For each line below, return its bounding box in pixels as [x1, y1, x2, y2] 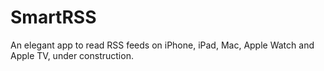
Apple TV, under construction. [10, 49, 134, 61]
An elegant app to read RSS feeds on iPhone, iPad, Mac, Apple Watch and [10, 39, 315, 51]
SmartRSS [10, 6, 97, 29]
